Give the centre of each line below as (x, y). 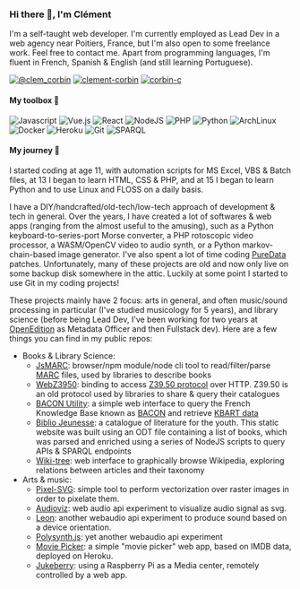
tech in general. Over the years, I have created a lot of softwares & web (141, 216)
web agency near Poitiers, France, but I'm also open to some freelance (140, 43)
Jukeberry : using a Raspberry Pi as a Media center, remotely (147, 565)
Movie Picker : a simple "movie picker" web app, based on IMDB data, (163, 546)
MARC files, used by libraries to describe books (124, 375)
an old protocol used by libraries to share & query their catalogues (158, 394)
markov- (258, 245)
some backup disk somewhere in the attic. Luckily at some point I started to (149, 273)
